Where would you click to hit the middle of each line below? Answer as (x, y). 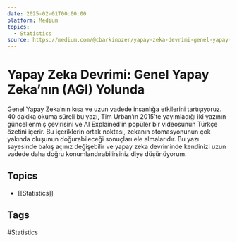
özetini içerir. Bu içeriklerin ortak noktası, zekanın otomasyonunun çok (109, 132)
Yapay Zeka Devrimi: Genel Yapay (108, 75)
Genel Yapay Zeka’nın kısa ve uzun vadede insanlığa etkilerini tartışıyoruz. (115, 109)
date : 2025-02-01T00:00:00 (47, 14)
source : (19, 40)
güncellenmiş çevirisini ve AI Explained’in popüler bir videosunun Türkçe (113, 125)
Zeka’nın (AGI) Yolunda (76, 90)
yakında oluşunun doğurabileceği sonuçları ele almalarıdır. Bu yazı (103, 139)
